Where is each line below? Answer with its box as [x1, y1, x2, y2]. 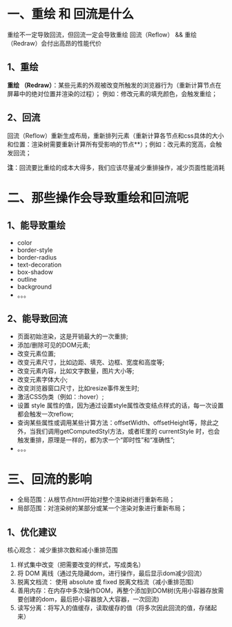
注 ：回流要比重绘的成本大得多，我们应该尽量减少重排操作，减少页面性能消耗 [7, 163, 225, 171]
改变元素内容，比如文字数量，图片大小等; [17, 367, 135, 375]
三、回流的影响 [7, 471, 93, 487]
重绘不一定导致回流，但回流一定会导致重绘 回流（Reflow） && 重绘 [7, 30, 197, 39]
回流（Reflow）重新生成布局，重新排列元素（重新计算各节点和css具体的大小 [7, 131, 224, 139]
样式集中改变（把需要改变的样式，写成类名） [17, 561, 145, 569]
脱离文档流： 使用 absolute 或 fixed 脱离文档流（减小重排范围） [17, 578, 198, 586]
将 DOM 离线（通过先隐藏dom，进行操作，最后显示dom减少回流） [17, 569, 206, 577]
